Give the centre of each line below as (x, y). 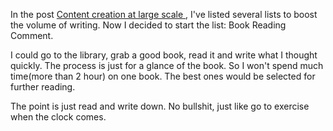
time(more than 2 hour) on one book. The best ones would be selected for (163, 76)
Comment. (32, 35)
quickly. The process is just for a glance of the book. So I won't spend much (167, 65)
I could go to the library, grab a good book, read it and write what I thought (164, 55)
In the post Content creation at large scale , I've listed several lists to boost (164, 14)
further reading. (43, 87)
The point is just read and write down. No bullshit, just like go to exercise (160, 106)
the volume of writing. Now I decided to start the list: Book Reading (148, 25)
